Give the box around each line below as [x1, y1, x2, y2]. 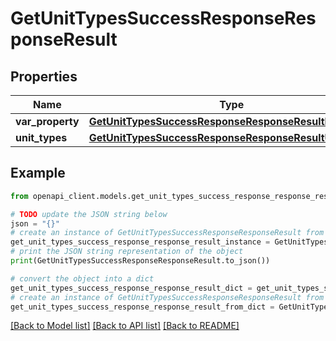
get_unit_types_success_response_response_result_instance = [10, 237, 271, 247]
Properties [10, 68, 78, 85]
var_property [15, 115, 80, 128]
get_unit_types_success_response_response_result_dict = [10, 283, 253, 293]
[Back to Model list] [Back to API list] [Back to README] [10, 320, 240, 332]
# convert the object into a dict [10, 273, 155, 284]
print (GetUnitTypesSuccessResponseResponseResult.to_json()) [10, 256, 271, 266]
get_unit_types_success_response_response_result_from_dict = [10, 302, 275, 312]
